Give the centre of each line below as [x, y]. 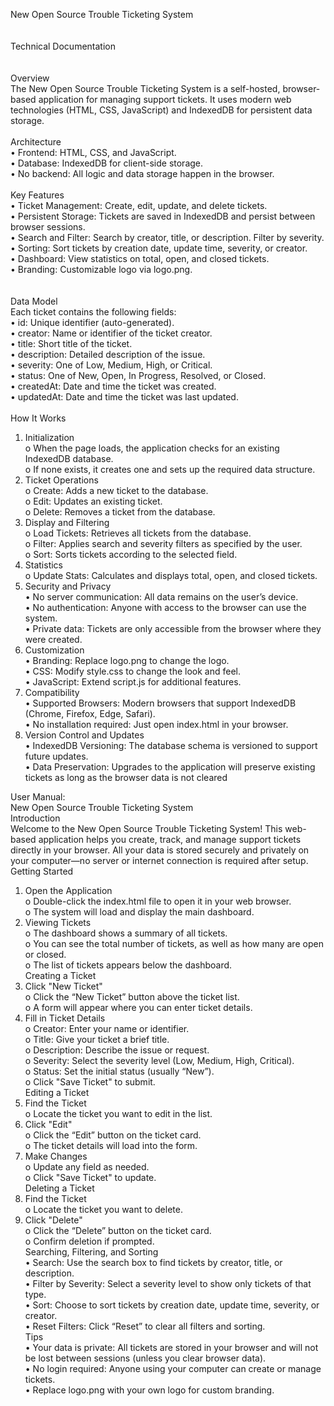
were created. [53, 639]
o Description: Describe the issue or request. [117, 1050]
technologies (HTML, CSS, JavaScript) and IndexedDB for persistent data [161, 110]
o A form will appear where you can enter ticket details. [138, 1007]
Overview [30, 78]
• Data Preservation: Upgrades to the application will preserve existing [170, 767]
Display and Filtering [67, 522]
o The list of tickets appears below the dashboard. [128, 965]
